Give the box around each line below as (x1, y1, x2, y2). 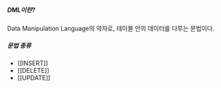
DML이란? (7, 5, 36, 14)
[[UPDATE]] (17, 74, 51, 82)
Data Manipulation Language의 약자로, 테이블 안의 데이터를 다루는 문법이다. (7, 24, 215, 32)
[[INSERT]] (17, 58, 48, 67)
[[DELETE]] (17, 66, 50, 74)
